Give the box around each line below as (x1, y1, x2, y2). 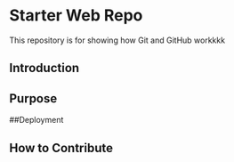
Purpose (9, 91, 58, 106)
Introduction (9, 61, 80, 76)
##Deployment (9, 115, 64, 126)
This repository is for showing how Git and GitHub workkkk (9, 35, 225, 45)
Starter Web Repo (9, 5, 143, 26)
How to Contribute (9, 140, 114, 156)
